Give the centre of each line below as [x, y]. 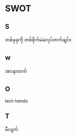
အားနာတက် [16, 71]
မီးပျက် [12, 129]
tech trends [16, 101]
